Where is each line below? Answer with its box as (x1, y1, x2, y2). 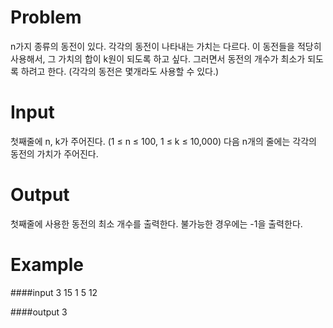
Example (10, 254, 84, 276)
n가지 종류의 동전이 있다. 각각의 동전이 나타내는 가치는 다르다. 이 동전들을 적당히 (10, 40, 322, 52)
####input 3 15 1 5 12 (10, 286, 98, 298)
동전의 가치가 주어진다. (10, 147, 99, 160)
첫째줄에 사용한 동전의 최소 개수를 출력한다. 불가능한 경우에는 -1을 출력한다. (10, 217, 303, 230)
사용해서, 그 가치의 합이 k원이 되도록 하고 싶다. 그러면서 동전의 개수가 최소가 (10, 52, 306, 65)
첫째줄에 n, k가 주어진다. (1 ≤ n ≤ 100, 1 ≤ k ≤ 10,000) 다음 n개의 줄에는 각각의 (10, 135, 317, 147)
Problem (10, 6, 82, 29)
